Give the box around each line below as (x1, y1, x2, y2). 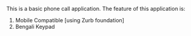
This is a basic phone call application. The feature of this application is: (6, 5, 185, 12)
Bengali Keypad (15, 23, 55, 30)
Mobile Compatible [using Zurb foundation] (15, 17, 124, 23)
